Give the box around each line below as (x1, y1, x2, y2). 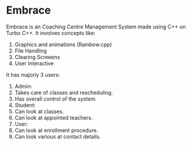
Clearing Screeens (14, 53, 60, 60)
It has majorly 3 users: (6, 71, 60, 78)
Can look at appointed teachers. (14, 114, 93, 121)
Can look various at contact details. (14, 133, 101, 140)
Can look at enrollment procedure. (14, 127, 99, 134)
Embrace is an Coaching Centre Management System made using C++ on (6, 23, 186, 30)
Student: (14, 101, 36, 108)
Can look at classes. (14, 108, 64, 115)
